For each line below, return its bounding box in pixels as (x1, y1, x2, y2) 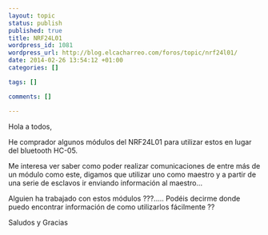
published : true (8, 26, 62, 34)
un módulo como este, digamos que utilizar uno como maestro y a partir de (8, 169, 257, 179)
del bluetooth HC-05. (8, 145, 78, 155)
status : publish (8, 19, 62, 27)
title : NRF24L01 (8, 34, 62, 42)
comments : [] (8, 93, 52, 101)
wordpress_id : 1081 (8, 42, 74, 50)
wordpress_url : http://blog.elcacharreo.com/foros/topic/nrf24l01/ (8, 49, 238, 57)
